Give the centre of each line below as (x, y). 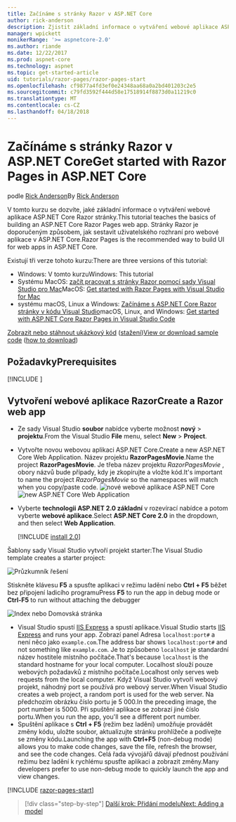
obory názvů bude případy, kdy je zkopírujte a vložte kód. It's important (120, 472)
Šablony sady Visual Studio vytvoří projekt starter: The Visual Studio (105, 550)
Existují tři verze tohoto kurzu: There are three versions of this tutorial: (107, 260)
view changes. (38, 776)
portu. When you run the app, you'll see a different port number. (109, 717)
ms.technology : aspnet (40, 66)
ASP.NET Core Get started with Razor (117, 161)
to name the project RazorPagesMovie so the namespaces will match (118, 480)
